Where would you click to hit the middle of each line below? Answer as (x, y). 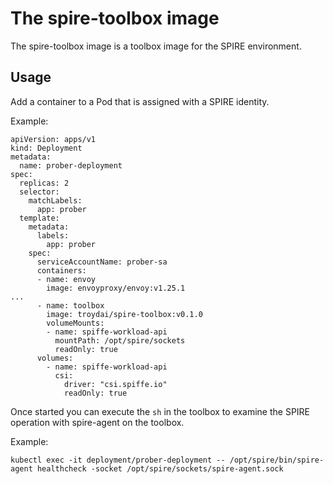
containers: (61, 270)
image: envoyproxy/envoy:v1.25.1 (116, 288)
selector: (39, 192)
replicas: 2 (44, 183)
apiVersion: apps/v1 (53, 139)
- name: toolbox (70, 305)
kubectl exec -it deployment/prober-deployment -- (118, 460)
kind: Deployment (46, 148)
